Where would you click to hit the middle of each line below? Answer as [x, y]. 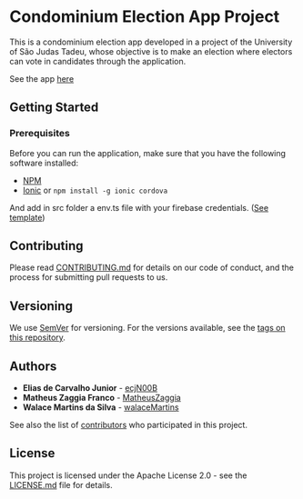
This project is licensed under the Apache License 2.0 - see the [128, 475]
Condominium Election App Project [145, 17]
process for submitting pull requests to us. [89, 277]
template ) [27, 217]
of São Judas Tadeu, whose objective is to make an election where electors [151, 51]
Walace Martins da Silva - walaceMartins [101, 407]
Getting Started [54, 108]
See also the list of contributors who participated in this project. [129, 425]
